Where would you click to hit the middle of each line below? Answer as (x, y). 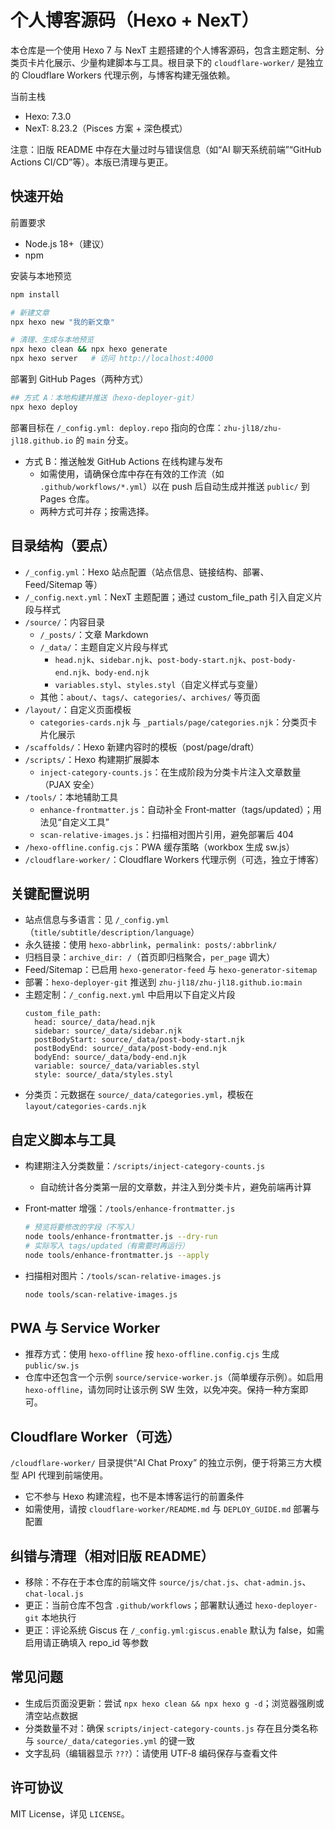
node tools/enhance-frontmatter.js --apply (117, 1255)
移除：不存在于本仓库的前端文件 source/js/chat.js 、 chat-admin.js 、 (168, 1582)
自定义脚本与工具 (63, 1139)
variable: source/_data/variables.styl (117, 1066)
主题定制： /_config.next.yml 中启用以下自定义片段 (130, 995)
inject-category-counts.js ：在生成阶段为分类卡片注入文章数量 (170, 772)
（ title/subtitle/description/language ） (112, 932)
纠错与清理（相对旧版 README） (112, 1556)
